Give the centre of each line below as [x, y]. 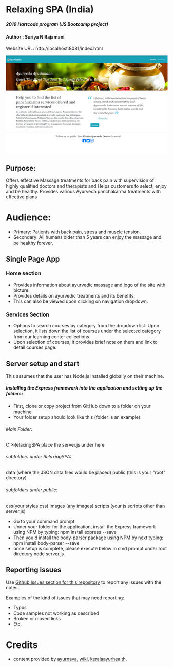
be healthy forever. [33, 243]
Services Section [27, 314]
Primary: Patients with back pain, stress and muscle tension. [77, 232]
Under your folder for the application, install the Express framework [84, 526]
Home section [24, 273]
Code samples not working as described [56, 613]
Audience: [28, 218]
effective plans [22, 197]
